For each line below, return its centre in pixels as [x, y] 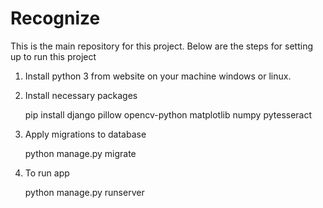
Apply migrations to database [85, 134]
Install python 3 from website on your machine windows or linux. [158, 76]
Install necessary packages [81, 95]
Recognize [55, 18]
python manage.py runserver [84, 192]
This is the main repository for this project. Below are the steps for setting [162, 46]
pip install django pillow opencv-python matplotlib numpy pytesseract [168, 114]
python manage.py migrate [80, 153]
